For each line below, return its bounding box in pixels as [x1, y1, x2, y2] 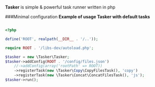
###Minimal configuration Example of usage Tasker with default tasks [5, 14, 151, 19]
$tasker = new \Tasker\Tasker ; [5, 54, 70, 59]
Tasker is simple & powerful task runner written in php [5, 4, 116, 10]
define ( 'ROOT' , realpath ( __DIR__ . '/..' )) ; [5, 37, 98, 42]
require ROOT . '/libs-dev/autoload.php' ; [5, 45, 94, 50]
